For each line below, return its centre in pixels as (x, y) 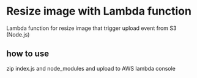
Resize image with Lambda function (99, 11)
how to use (28, 54)
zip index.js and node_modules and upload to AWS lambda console (91, 68)
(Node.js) (18, 34)
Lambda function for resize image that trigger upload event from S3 (91, 28)
